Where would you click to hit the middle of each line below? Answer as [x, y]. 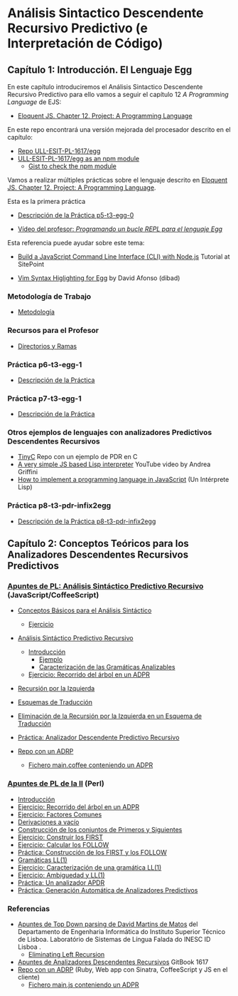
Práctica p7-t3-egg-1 [44, 399]
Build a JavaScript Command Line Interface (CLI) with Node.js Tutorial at [124, 257]
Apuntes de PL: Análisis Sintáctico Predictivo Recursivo [106, 586]
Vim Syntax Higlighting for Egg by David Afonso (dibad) [99, 278]
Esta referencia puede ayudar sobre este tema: [76, 243]
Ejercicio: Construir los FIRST [60, 837]
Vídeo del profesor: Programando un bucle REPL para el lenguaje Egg [120, 229]
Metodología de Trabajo [49, 296]
